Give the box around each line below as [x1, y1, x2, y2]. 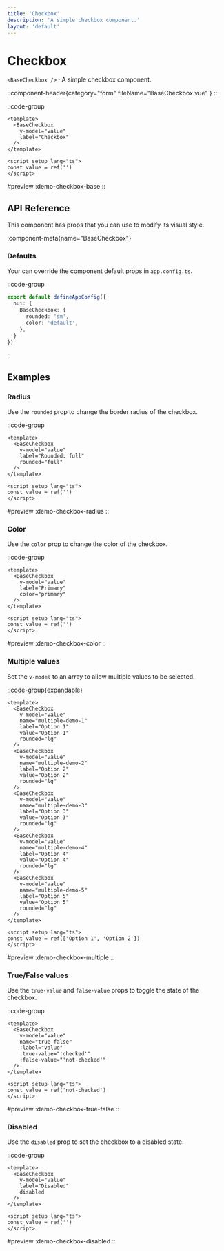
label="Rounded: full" [19, 453, 85, 460]
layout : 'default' [7, 23, 60, 30]
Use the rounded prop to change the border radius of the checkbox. [7, 408, 198, 416]
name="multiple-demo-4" [19, 844, 88, 851]
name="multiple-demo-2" [19, 760, 88, 766]
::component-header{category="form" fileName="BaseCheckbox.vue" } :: [7, 89, 218, 97]
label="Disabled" [19, 1183, 70, 1189]
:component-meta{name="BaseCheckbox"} [7, 234, 132, 243]
